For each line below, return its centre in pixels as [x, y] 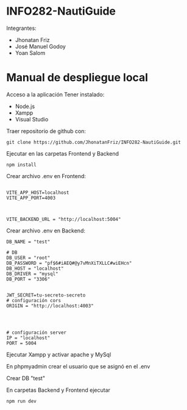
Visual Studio [32, 119]
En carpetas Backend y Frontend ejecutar [58, 390]
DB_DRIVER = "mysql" [33, 274]
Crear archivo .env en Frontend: [46, 176]
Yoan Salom [30, 52]
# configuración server [37, 333]
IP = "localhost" [28, 338]
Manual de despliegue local [77, 78]
